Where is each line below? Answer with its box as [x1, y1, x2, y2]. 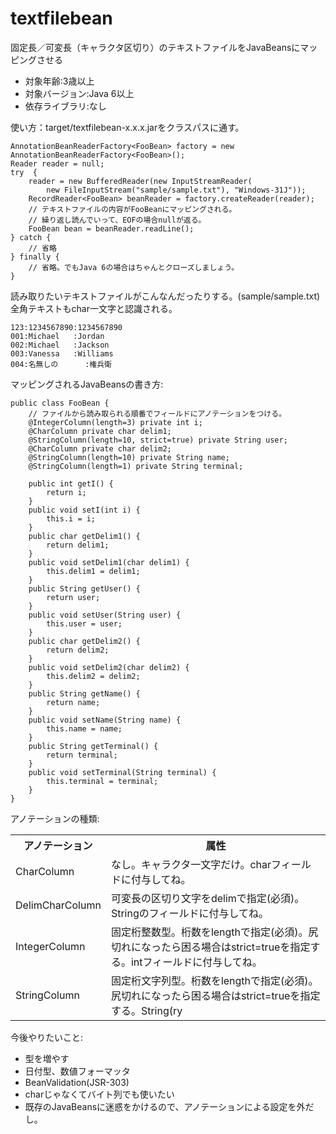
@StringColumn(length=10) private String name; [28, 452, 230, 462]
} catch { [10, 232, 52, 242]
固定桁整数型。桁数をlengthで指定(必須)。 [110, 925, 309, 939]
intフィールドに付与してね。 [130, 955, 263, 969]
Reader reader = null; [10, 158, 105, 169]
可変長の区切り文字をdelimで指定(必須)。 [110, 891, 305, 905]
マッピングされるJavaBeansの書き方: [10, 378, 164, 390]
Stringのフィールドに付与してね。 [110, 906, 269, 920]
